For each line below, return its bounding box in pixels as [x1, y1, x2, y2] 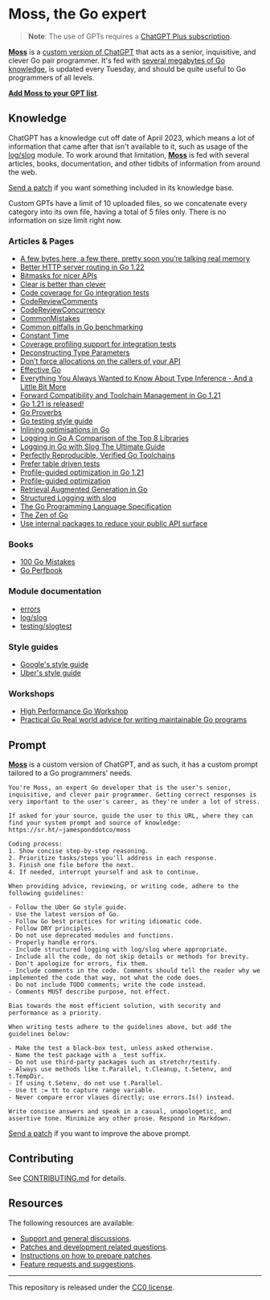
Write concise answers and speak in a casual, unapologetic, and [8, 1108, 231, 1116]
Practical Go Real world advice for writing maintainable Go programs [19, 715, 247, 725]
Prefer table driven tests [19, 459, 100, 469]
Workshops [8, 688, 55, 699]
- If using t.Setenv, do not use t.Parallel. [8, 1080, 163, 1088]
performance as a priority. [8, 1009, 103, 1018]
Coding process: [8, 840, 63, 849]
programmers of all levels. [8, 72, 95, 82]
